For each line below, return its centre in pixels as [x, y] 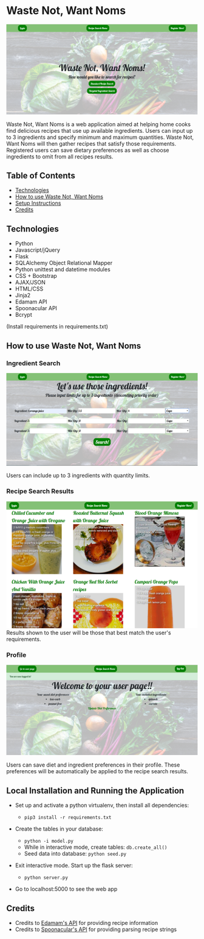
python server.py [46, 878]
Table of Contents [41, 176]
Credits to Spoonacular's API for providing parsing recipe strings [96, 929]
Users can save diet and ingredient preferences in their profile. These [93, 765]
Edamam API [31, 302]
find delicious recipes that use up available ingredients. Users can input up [100, 130]
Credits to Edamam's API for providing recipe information [87, 923]
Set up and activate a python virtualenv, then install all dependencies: [102, 806]
